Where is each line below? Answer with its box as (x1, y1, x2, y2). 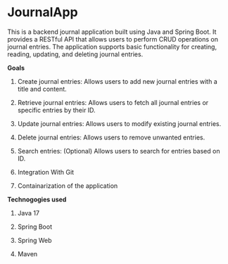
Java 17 (17, 208, 40, 217)
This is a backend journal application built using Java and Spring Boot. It (7, 27, 217, 36)
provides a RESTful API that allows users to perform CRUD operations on (7, 34, 218, 43)
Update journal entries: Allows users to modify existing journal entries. (17, 119, 222, 127)
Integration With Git (17, 168, 75, 176)
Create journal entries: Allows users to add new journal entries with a (17, 77, 218, 85)
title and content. (17, 84, 67, 93)
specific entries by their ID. (17, 106, 96, 114)
